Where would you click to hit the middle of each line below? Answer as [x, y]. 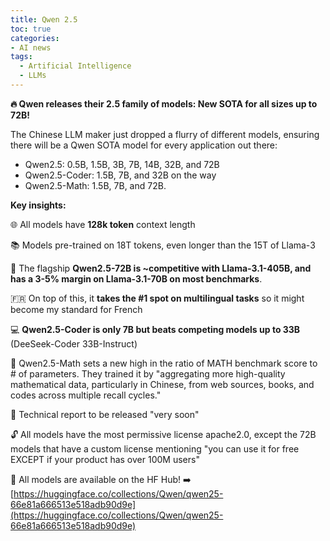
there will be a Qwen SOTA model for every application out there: [144, 145]
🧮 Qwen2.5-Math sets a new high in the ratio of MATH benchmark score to [164, 363]
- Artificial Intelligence [75, 66]
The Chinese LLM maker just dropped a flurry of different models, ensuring [165, 134]
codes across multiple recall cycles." [86, 395]
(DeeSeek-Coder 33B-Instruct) [74, 343]
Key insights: [38, 205]
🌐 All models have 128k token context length [103, 224]
